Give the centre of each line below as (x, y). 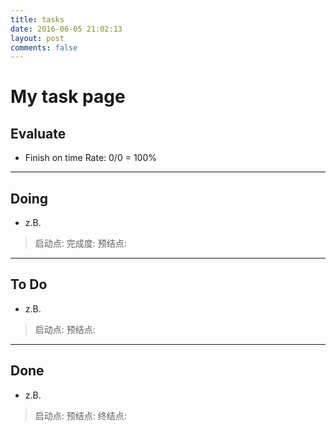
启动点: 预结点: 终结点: (80, 415)
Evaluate (38, 133)
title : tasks (37, 19)
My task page (68, 97)
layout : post (37, 38)
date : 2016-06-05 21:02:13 (66, 29)
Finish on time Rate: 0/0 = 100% (90, 158)
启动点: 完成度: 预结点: (80, 243)
